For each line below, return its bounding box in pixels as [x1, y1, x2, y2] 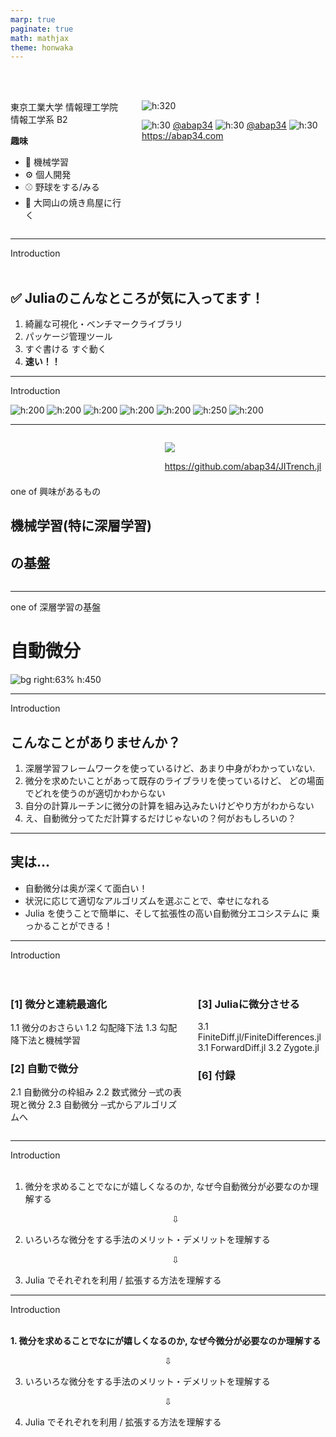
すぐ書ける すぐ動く [24, 343, 107, 355]
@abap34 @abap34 [172, 119, 287, 131]
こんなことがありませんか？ [10, 734, 182, 751]
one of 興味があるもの [10, 486, 102, 498]
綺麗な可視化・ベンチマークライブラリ [24, 318, 183, 330]
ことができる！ [51, 919, 113, 931]
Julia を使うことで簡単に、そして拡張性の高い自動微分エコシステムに [24, 907, 309, 919]
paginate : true [10, 24, 74, 34]
